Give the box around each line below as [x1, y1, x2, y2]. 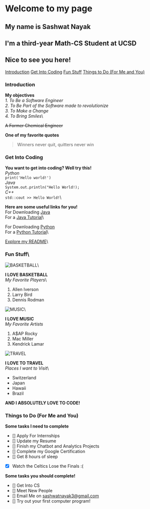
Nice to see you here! [5, 56, 71, 64]
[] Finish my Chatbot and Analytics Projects [12, 443, 100, 449]
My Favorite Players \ [5, 277, 47, 283]
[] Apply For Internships [12, 432, 60, 438]
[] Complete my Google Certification [12, 448, 86, 454]
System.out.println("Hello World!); [5, 185, 80, 190]
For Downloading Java [5, 209, 50, 215]
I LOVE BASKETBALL [5, 271, 48, 277]
